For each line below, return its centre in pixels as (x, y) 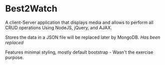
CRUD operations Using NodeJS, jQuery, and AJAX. (59, 27)
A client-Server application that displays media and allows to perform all (79, 22)
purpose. (14, 57)
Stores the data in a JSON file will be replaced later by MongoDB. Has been (83, 37)
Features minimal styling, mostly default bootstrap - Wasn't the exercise (79, 52)
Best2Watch (31, 9)
